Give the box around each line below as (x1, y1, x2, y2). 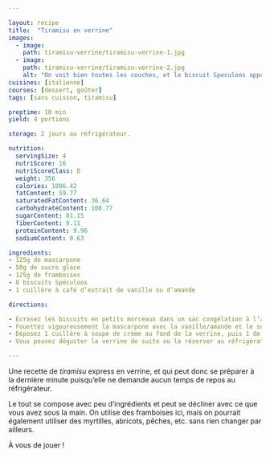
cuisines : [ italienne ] (8, 78, 84, 87)
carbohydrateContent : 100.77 (15, 204, 113, 213)
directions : (8, 301, 48, 309)
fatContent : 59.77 (15, 190, 78, 198)
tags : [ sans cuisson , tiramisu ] (8, 93, 117, 101)
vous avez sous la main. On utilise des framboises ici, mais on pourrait (8, 407, 241, 417)
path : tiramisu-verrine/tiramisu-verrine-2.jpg (22, 63, 185, 72)
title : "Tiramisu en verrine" (8, 26, 113, 35)
